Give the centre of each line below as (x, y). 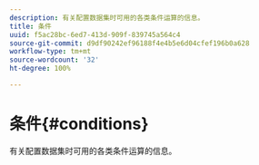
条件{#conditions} (79, 124)
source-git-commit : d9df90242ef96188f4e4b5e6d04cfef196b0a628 (129, 43)
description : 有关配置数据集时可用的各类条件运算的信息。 (107, 18)
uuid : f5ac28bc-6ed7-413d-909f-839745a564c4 (95, 34)
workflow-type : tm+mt (50, 52)
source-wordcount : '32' (55, 60)
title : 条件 (30, 26)
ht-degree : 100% (40, 69)
